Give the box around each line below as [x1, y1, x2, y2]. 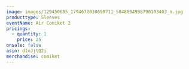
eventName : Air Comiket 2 [6, 20, 71, 26]
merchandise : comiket [6, 53, 60, 59]
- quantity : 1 [11, 31, 47, 37]
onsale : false [6, 43, 42, 49]
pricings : [6, 25, 31, 32]
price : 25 [17, 37, 42, 43]
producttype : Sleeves [6, 14, 60, 20]
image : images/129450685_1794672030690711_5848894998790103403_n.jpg [6, 8, 184, 15]
